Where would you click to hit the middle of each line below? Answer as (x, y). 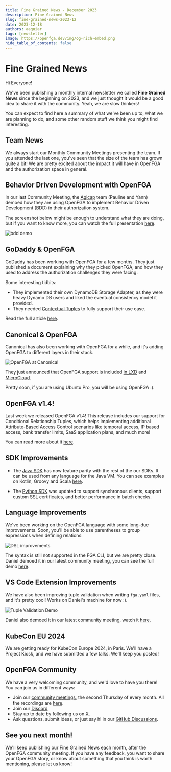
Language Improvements (46, 512)
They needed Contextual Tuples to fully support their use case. (79, 309)
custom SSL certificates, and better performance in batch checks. (82, 497)
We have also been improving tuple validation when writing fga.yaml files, (83, 595)
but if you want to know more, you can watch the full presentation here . (80, 223)
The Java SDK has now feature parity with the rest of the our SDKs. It (86, 470)
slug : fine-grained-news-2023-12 (41, 19)
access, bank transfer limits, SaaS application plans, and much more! (78, 432)
